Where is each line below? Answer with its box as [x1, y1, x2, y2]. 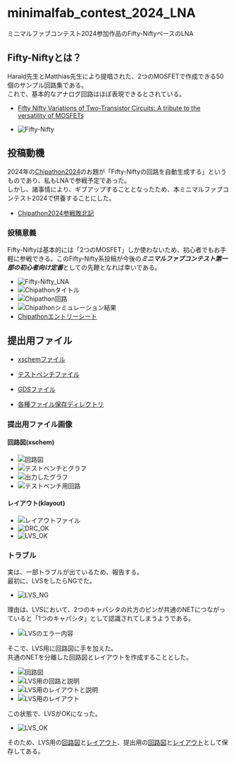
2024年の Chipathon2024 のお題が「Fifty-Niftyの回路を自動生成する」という [7, 167, 227, 176]
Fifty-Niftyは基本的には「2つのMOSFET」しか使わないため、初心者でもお [7, 245, 221, 254]
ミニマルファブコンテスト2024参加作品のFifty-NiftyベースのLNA [7, 29, 194, 37]
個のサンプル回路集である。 [7, 81, 88, 89]
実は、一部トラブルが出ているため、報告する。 [7, 568, 143, 576]
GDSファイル [17, 385, 56, 393]
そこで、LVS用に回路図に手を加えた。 [7, 644, 118, 653]
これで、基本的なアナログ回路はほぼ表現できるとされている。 [7, 90, 186, 98]
